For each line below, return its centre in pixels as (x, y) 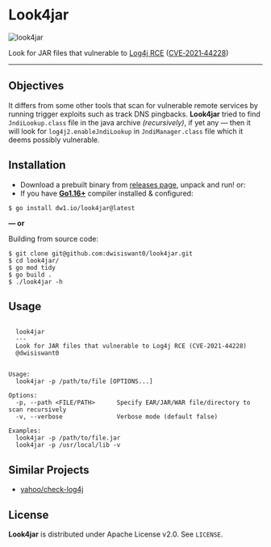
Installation (37, 165)
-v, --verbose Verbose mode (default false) (117, 417)
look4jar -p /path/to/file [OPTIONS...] (84, 381)
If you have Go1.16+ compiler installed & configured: (106, 193)
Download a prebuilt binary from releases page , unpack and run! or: (133, 184)
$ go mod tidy (32, 267)
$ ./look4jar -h (35, 282)
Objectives (36, 86)
